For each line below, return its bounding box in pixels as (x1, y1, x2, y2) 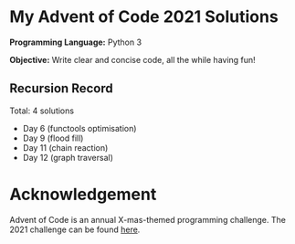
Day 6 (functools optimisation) (22, 122, 137, 133)
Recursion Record (9, 80, 113, 97)
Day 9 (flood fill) (22, 133, 84, 143)
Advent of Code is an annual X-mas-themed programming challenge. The (9, 214, 286, 225)
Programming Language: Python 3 (9, 37, 142, 48)
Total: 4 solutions (9, 105, 75, 116)
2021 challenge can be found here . (9, 224, 141, 235)
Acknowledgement (9, 184, 157, 205)
